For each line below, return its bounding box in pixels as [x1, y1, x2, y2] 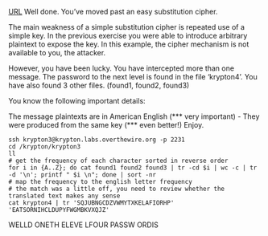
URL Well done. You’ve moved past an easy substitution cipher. [8, 7, 218, 16]
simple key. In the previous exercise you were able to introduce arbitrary [8, 31, 248, 40]
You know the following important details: [8, 96, 146, 105]
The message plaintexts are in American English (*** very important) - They [8, 112, 260, 121]
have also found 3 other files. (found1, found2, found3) [8, 80, 190, 90]
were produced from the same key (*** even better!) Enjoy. [8, 120, 204, 129]
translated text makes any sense [8, 192, 121, 200]
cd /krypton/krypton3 [8, 143, 81, 151]
